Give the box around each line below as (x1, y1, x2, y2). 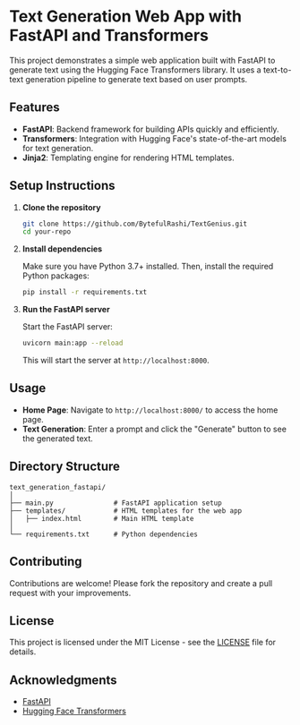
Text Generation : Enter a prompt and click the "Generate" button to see (21, 423, 287, 434)
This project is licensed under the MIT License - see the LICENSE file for (9, 637, 276, 648)
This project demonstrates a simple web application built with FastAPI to (9, 55, 276, 65)
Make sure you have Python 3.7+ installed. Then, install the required (21, 261, 274, 272)
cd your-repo (21, 227, 72, 236)
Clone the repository (21, 201, 101, 212)
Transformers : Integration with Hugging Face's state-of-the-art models (21, 132, 287, 144)
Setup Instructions (9, 178, 116, 193)
